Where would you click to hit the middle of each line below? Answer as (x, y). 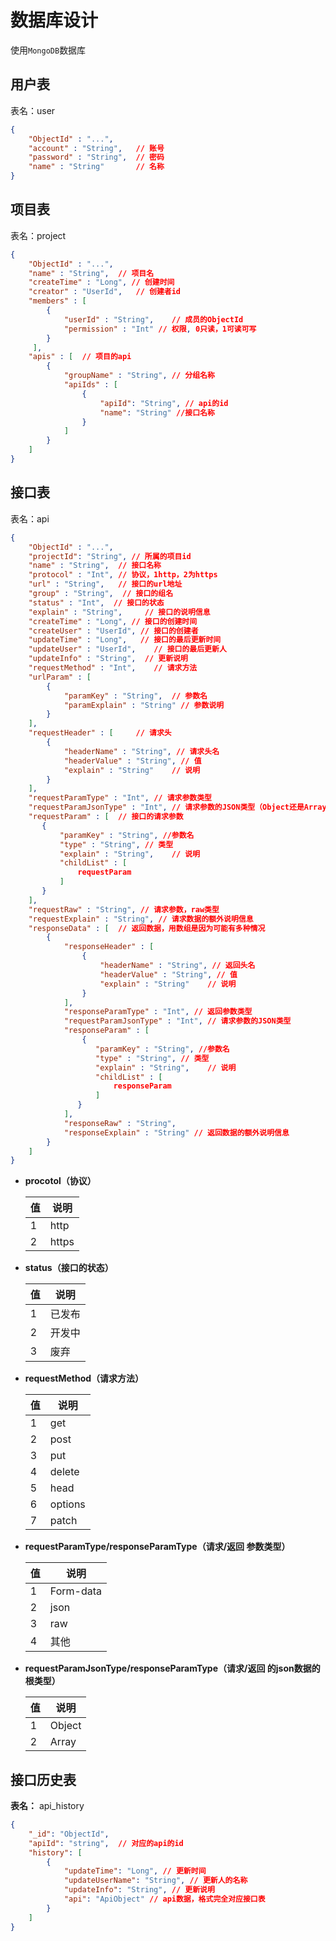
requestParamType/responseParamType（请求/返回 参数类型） (157, 1547)
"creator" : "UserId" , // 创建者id (105, 292)
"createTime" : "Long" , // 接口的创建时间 (113, 621)
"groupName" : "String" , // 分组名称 (139, 376)
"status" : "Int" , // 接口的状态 (96, 602)
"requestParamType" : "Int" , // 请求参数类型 (120, 798)
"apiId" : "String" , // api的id (164, 403)
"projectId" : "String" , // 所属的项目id (110, 556)
